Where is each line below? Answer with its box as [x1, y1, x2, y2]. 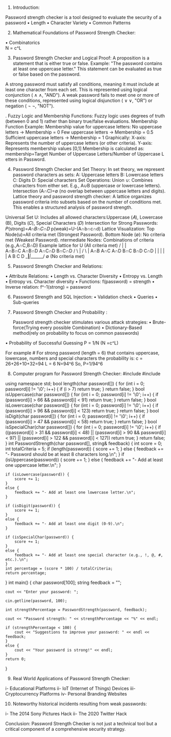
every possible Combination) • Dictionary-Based [40, 324, 142, 331]
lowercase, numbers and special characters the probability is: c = [5, 355, 143, 361]
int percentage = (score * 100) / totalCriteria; [5, 566, 113, 571]
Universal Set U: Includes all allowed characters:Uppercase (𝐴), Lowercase [5, 214, 163, 220]
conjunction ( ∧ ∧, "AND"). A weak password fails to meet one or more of [5, 92, 159, 98]
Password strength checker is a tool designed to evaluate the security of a [5, 14, 162, 20]
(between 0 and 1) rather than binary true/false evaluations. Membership [5, 118, 158, 124]
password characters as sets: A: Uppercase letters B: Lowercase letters [12, 171, 163, 178]
